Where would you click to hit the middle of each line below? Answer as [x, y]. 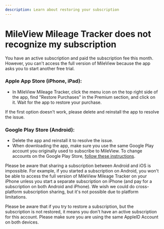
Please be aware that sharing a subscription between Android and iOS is [78, 166]
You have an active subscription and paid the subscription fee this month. [79, 58]
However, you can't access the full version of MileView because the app [78, 63]
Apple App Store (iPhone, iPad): [44, 81]
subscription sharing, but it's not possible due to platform [81, 192]
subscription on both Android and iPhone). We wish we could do [70, 187]
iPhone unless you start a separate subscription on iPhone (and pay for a [79, 181]
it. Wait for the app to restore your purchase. [57, 102]
